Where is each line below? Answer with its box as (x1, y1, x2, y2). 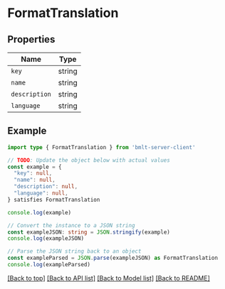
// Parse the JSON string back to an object (7, 248, 142, 255)
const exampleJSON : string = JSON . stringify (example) (7, 229, 171, 236)
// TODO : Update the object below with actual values (7, 156, 171, 164)
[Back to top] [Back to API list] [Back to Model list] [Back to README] (7, 273, 210, 282)
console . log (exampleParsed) (7, 261, 91, 268)
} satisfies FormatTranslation (7, 196, 100, 203)
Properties (7, 33, 56, 45)
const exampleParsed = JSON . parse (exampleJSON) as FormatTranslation (7, 254, 219, 262)
